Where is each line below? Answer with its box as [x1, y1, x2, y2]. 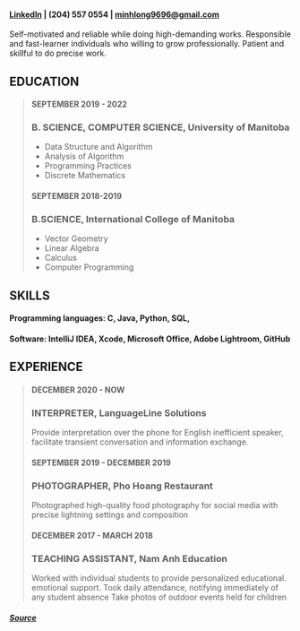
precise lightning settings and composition [30, 509, 189, 521]
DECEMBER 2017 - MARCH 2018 [30, 530, 154, 540]
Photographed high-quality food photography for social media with [30, 500, 279, 511]
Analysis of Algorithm [44, 151, 124, 162]
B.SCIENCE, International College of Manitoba [30, 213, 236, 225]
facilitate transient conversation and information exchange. [30, 437, 249, 447]
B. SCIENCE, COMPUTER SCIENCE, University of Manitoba [30, 121, 290, 134]
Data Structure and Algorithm [44, 142, 153, 152]
